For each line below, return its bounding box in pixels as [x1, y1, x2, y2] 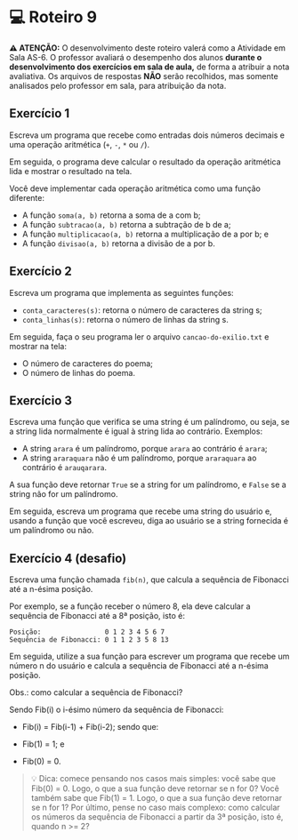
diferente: [9, 192, 45, 203]
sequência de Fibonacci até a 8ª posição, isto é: [9, 611, 185, 621]
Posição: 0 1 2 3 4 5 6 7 [9, 628, 165, 636]
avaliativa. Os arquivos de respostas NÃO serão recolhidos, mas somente [9, 70, 278, 81]
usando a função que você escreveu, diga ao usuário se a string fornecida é [9, 516, 289, 526]
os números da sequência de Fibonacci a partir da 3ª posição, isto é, [30, 812, 284, 822]
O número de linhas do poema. [21, 367, 136, 378]
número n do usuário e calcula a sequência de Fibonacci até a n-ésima [9, 660, 269, 671]
